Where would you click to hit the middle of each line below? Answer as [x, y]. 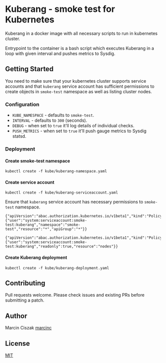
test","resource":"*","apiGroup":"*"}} [46, 229]
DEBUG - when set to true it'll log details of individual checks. [73, 126]
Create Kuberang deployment [36, 257]
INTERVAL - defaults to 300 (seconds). [50, 120]
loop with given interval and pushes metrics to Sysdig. [60, 53]
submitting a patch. [25, 300]
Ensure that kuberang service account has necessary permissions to [74, 202]
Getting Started [29, 69]
